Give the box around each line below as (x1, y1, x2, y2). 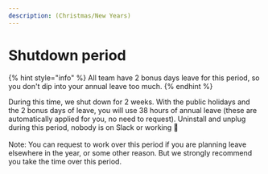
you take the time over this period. (8, 156, 122, 166)
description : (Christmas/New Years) (8, 11, 131, 20)
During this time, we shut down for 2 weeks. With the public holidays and (8, 97, 251, 107)
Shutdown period (8, 46, 126, 64)
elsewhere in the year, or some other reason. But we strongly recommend (8, 148, 253, 157)
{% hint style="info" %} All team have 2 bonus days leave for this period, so (8, 73, 260, 83)
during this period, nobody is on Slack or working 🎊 (8, 122, 179, 132)
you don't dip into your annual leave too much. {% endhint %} (8, 81, 213, 91)
